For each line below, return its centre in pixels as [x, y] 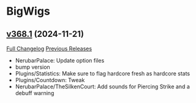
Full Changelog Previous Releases [49, 48]
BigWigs [28, 11]
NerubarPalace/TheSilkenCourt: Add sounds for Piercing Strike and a [102, 86]
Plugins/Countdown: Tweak [50, 80]
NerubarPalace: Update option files [60, 60]
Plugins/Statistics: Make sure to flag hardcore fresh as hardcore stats [103, 74]
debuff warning [35, 93]
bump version [32, 67]
